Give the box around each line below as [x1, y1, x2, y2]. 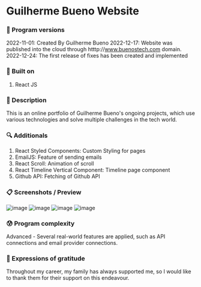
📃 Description [6, 96, 47, 104]
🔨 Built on [6, 67, 35, 76]
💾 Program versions [6, 26, 65, 34]
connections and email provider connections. [6, 239, 118, 246]
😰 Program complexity [6, 219, 75, 227]
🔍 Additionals [6, 131, 48, 140]
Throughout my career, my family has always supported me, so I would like [6, 268, 192, 275]
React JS [14, 81, 38, 88]
